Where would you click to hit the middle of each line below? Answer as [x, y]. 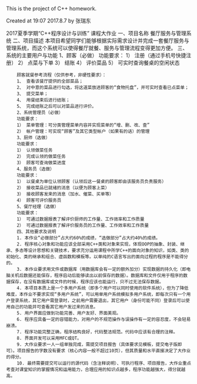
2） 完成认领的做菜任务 [41, 156]
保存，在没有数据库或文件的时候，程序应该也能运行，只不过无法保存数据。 [87, 282]
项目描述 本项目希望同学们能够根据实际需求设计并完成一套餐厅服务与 [106, 40]
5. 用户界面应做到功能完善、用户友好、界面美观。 [69, 313]
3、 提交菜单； [33, 94]
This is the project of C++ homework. [51, 9]
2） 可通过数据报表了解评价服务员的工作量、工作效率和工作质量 [83, 225]
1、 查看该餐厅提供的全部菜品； [50, 81]
